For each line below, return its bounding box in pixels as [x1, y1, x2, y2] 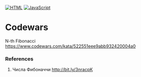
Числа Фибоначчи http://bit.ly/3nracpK [12, 67, 93, 73]
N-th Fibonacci [5, 38, 36, 44]
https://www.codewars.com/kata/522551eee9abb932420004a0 [5, 43, 136, 49]
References [5, 55, 34, 62]
